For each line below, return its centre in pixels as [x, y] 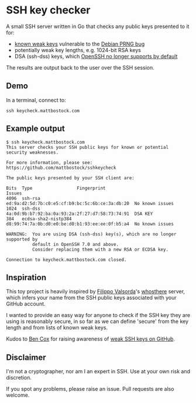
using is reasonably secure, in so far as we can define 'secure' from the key [97, 321]
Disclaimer [26, 357]
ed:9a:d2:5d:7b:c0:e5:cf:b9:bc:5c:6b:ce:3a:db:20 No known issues [90, 203]
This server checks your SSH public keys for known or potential [87, 147]
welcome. [18, 395]
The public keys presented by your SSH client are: [70, 178]
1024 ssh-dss [23, 209]
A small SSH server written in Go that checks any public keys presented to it [98, 26]
